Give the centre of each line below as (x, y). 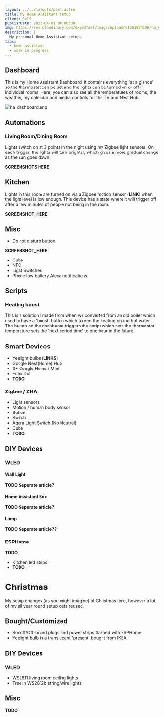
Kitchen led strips (30, 562)
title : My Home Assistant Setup (38, 14)
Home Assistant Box (26, 496)
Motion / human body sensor (41, 407)
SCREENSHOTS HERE (27, 167)
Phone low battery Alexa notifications (50, 275)
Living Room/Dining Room (37, 136)
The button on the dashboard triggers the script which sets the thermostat (80, 326)
